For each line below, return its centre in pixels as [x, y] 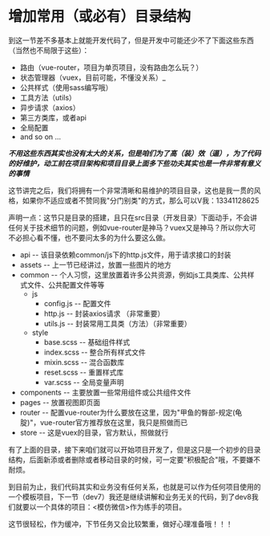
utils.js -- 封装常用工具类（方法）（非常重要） [117, 323]
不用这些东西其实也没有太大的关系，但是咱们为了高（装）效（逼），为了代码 [135, 153]
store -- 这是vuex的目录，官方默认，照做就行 [94, 432]
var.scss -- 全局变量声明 [84, 382]
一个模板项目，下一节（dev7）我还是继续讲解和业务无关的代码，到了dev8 [130, 497]
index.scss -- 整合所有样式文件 [95, 352]
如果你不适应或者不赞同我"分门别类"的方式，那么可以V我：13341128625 [141, 200]
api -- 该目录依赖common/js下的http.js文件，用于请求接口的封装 [125, 255]
